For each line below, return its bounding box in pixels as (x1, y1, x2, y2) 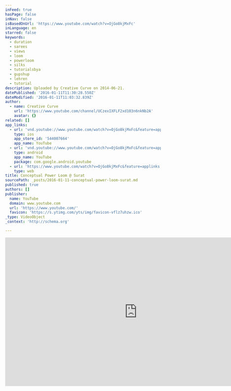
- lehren (9, 76, 28, 81)
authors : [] (5, 187, 30, 192)
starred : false (5, 30, 37, 35)
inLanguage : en (5, 26, 37, 31)
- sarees (9, 44, 28, 49)
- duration (9, 40, 32, 45)
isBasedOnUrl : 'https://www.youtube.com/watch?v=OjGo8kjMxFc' (5, 21, 136, 26)
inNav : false (5, 16, 32, 21)
